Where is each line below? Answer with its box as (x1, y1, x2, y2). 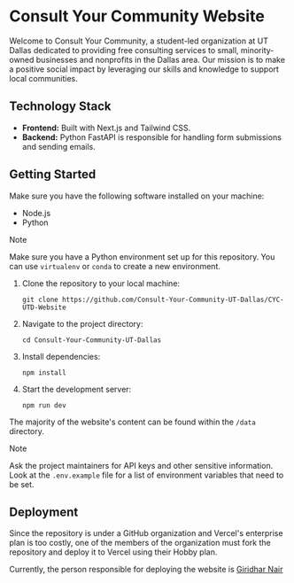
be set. (9, 478, 35, 489)
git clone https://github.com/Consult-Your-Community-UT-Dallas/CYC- (21, 295, 285, 304)
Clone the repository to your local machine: (21, 277, 180, 289)
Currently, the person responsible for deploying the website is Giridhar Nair (9, 564, 283, 575)
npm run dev (21, 400, 66, 409)
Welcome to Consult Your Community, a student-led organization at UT (9, 35, 268, 46)
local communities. (9, 73, 78, 83)
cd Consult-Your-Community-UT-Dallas (21, 335, 162, 345)
